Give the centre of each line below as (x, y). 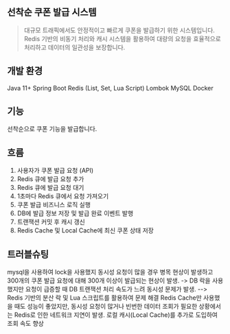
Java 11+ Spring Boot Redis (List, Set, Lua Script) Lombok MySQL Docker (111, 88)
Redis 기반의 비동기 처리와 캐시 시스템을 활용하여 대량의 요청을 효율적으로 (122, 38)
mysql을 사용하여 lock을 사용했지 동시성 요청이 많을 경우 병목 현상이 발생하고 (110, 272)
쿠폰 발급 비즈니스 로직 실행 (54, 205)
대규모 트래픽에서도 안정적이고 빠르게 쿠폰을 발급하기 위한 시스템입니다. (119, 30)
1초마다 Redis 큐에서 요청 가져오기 (63, 196)
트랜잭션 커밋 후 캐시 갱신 (51, 222)
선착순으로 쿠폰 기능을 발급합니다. (52, 129)
